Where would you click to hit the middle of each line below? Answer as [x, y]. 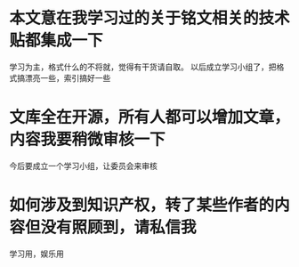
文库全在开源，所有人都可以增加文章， [150, 117]
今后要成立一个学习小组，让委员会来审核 [83, 166]
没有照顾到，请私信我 [119, 227]
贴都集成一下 [57, 40]
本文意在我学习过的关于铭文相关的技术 [150, 18]
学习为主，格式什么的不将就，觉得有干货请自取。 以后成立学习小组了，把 [143, 67]
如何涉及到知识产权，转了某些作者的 [142, 205]
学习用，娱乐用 [36, 254]
